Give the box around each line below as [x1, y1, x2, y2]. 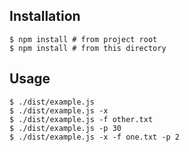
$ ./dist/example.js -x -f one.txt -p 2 [9, 132, 181, 142]
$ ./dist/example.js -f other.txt [9, 114, 154, 124]
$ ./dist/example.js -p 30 [9, 123, 122, 133]
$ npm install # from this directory [9, 43, 167, 53]
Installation [9, 8, 81, 25]
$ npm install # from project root [9, 34, 158, 44]
